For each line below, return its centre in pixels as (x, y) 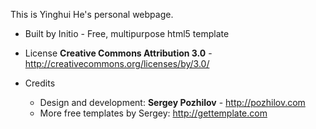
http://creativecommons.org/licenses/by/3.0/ (117, 63)
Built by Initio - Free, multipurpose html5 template (127, 33)
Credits (40, 83)
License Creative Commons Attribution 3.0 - (118, 53)
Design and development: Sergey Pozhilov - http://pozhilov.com (172, 102)
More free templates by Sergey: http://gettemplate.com (153, 113)
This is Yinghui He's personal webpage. (92, 14)
